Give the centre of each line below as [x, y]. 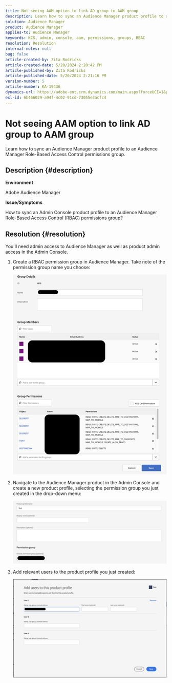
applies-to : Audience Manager [38, 33]
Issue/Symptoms [24, 202]
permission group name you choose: [51, 268]
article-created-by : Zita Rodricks [43, 60]
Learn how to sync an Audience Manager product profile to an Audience [81, 148]
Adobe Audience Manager [33, 193]
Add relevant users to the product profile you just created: [74, 572]
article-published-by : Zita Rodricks [46, 70]
